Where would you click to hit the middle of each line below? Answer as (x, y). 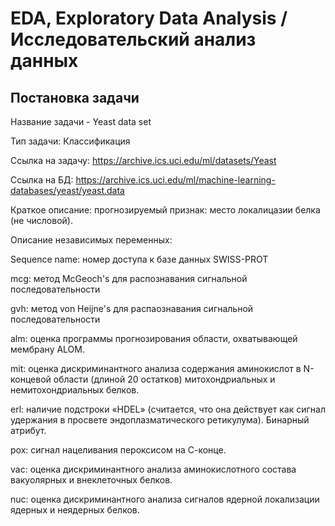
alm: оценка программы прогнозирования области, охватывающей (154, 338)
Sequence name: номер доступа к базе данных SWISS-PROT (139, 259)
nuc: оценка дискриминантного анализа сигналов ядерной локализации (165, 499)
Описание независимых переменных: (91, 240)
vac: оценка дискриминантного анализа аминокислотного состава (153, 469)
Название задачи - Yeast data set (81, 121)
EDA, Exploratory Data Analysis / (149, 18)
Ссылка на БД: (42, 180)
